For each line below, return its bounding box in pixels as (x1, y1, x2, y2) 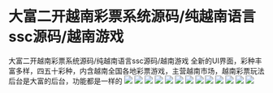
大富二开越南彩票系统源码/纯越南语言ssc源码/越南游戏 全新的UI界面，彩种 (8, 56, 255, 66)
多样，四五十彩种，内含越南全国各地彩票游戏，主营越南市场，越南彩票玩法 (15, 66, 265, 75)
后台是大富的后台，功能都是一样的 (8, 76, 123, 86)
